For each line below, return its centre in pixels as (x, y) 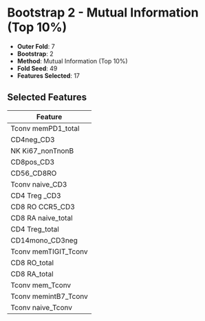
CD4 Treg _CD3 (36, 196)
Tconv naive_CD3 (39, 184)
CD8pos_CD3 (33, 162)
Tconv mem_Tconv (41, 285)
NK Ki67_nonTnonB (42, 151)
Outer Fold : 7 (36, 46)
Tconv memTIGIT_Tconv (49, 251)
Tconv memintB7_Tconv (49, 296)
